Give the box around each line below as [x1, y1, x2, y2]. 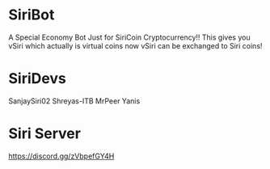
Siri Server [8, 125, 81, 143]
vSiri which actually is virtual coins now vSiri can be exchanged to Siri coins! [8, 40, 263, 50]
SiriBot [8, 6, 55, 24]
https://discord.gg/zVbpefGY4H [8, 151, 115, 161]
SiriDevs [8, 70, 66, 88]
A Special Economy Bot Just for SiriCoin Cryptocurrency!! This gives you [8, 32, 251, 42]
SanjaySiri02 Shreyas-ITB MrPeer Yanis [8, 95, 141, 106]
